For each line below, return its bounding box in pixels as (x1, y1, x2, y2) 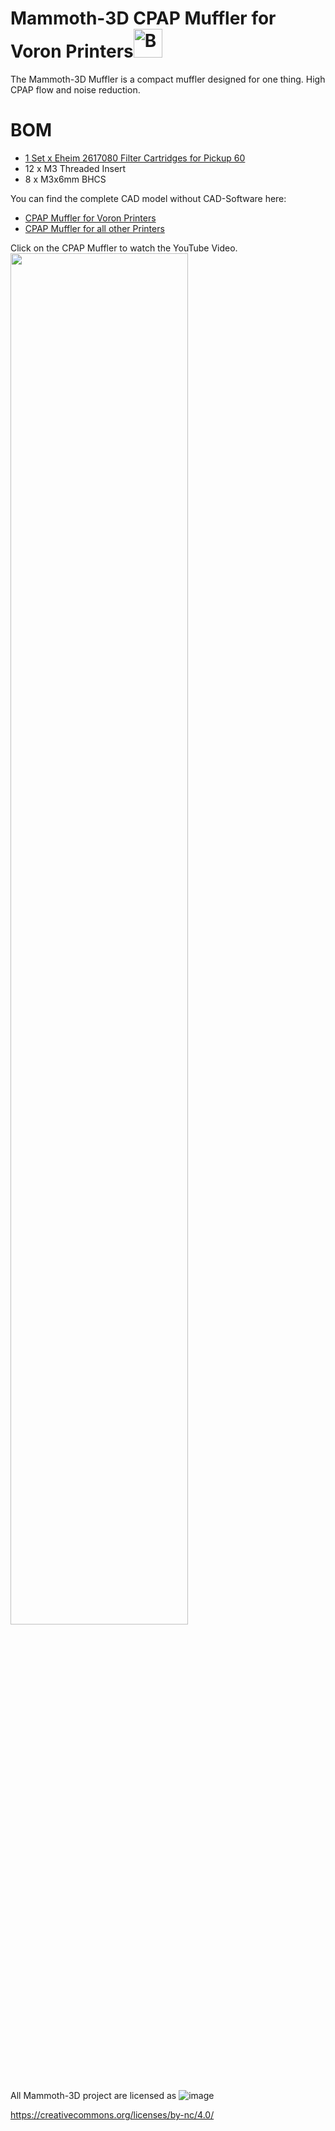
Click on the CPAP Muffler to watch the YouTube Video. (10, 242, 238, 254)
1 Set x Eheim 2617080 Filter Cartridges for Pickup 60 (24, 152, 246, 164)
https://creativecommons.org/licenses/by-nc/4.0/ (10, 2108, 215, 2121)
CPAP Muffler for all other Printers (24, 222, 165, 234)
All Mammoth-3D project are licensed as (10, 2089, 177, 2101)
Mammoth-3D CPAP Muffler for (10, 7, 277, 30)
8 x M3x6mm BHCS (24, 173, 107, 185)
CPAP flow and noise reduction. (10, 83, 141, 96)
